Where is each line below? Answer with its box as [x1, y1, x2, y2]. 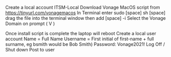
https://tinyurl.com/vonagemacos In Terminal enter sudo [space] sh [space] [5, 10, 166, 16]
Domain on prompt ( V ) [5, 20, 55, 26]
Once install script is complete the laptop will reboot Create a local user [5, 31, 157, 36]
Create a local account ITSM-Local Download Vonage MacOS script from [5, 5, 160, 10]
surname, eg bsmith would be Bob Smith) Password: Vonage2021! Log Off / [5, 41, 165, 47]
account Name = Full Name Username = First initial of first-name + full [5, 36, 154, 42]
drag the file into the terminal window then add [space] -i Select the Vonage [5, 15, 166, 21]
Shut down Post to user [5, 47, 55, 52]
